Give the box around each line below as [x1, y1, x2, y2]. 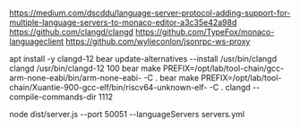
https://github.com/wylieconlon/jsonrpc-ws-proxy [65, 36, 251, 47]
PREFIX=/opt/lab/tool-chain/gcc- [162, 63, 285, 73]
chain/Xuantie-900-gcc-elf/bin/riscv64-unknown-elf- [9, 82, 208, 92]
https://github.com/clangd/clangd [9, 27, 134, 37]
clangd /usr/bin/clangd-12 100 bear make [9, 63, 161, 73]
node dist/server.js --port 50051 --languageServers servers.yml [9, 109, 244, 119]
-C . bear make [143, 73, 200, 83]
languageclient [9, 36, 64, 47]
